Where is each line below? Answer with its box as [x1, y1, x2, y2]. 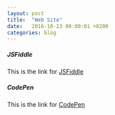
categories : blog [7, 29, 57, 36]
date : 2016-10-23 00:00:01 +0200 [7, 23, 109, 29]
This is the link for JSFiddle [7, 68, 84, 76]
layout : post [7, 10, 44, 17]
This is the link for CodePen [7, 101, 86, 109]
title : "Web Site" [7, 16, 63, 23]
